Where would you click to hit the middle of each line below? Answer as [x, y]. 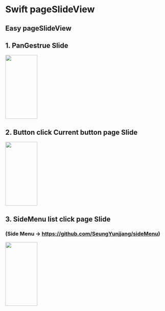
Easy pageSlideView [38, 28]
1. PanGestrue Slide [37, 45]
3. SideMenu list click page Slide [58, 219]
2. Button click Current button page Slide [72, 132]
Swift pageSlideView [50, 9]
